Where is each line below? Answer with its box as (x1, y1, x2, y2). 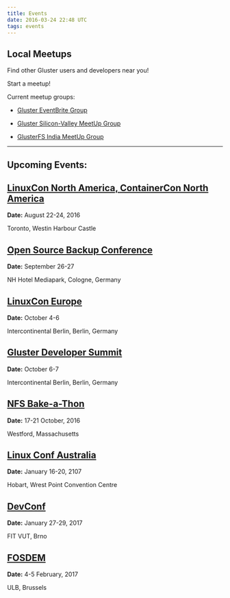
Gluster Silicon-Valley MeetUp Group (16, 119, 121, 127)
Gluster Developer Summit (7, 347, 123, 358)
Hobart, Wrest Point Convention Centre (7, 481, 118, 489)
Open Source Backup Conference (7, 244, 153, 256)
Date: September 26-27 (7, 262, 75, 271)
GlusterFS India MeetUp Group (16, 133, 104, 141)
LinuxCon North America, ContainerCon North (7, 182, 209, 194)
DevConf (7, 501, 46, 512)
